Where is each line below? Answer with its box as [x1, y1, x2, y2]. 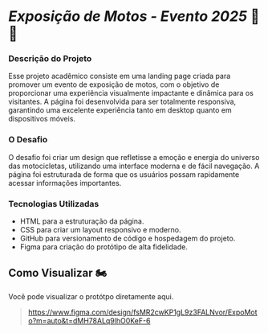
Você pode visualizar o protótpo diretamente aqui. [8, 291, 174, 301]
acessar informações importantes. [8, 178, 122, 187]
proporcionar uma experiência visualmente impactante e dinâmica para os [8, 88, 254, 98]
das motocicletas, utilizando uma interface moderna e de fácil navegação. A [8, 161, 260, 171]
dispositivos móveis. [8, 114, 76, 124]
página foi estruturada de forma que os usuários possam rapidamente [8, 169, 240, 179]
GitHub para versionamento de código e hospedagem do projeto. [19, 233, 236, 244]
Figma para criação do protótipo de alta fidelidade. [19, 242, 189, 252]
